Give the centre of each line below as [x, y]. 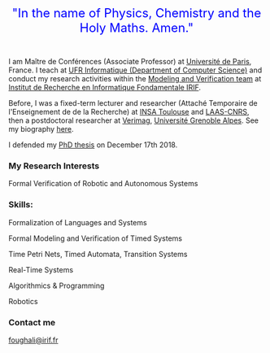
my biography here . [41, 129]
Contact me [32, 322]
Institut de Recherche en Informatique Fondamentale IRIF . [105, 87]
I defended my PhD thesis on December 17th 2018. [93, 145]
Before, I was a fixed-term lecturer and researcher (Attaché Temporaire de [133, 103]
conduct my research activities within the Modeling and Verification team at [135, 78]
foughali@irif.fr [33, 340]
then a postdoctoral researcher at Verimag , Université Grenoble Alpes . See [133, 120]
